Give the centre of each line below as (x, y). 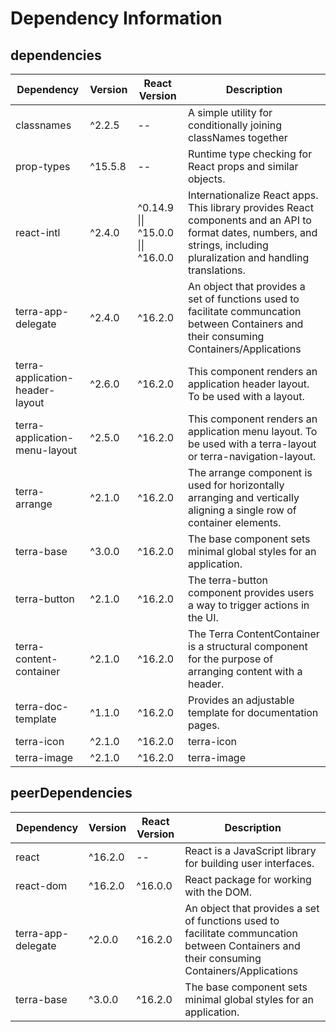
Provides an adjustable (241, 700)
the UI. (203, 617)
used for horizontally (236, 485)
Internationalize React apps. (253, 195)
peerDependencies (71, 793)
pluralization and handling (248, 257)
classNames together (237, 137)
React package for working (248, 879)
